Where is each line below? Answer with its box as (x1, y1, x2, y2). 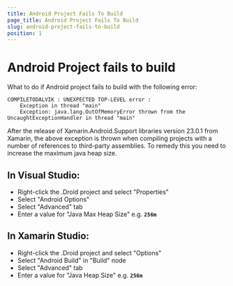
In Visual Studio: (7, 169, 80, 181)
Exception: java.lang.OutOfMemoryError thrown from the (20, 109, 186, 116)
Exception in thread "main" (20, 103, 101, 110)
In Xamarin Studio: (7, 230, 89, 242)
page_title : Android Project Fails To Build (7, 17, 139, 24)
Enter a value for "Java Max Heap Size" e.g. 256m (17, 210, 157, 218)
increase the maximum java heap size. (7, 149, 117, 158)
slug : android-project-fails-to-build (7, 23, 120, 30)
